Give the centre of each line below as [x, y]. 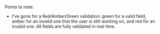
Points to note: [19, 7]
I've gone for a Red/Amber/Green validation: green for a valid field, [79, 16]
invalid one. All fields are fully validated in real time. [64, 26]
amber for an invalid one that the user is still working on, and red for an [83, 21]
